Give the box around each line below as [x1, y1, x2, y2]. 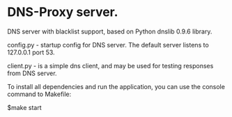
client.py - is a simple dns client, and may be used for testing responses [7, 61, 214, 70]
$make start [7, 103, 42, 111]
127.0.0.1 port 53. [7, 48, 55, 56]
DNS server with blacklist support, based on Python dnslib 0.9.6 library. [7, 27, 212, 36]
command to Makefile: [7, 90, 72, 98]
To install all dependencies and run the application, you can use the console [7, 82, 225, 91]
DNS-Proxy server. [7, 4, 118, 20]
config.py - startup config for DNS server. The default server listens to [7, 40, 209, 49]
